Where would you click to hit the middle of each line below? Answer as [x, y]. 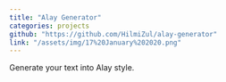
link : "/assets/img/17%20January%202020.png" [95, 42]
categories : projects [50, 26]
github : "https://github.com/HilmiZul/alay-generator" [113, 34]
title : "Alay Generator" [55, 17]
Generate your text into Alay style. [72, 68]
